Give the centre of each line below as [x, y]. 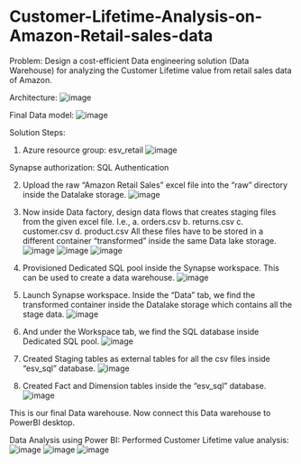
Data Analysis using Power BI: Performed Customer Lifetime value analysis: [149, 440]
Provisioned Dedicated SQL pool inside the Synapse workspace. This [150, 267]
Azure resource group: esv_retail [83, 150]
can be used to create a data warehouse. [99, 277]
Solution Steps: [37, 132]
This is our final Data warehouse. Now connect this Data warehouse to [140, 413]
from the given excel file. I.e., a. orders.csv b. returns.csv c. [133, 221]
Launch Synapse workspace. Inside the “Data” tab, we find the [138, 294]
